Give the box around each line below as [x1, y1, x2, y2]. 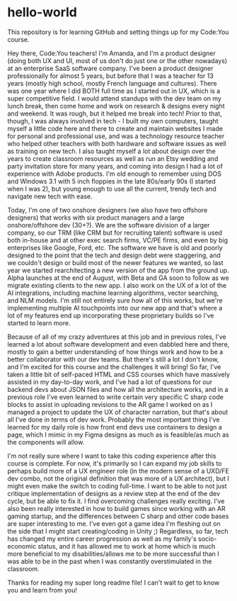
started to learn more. [7, 318, 71, 327]
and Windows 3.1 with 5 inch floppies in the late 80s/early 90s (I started [7, 176, 216, 185]
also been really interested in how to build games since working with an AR [7, 504, 226, 512]
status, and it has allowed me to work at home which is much [37, 541, 216, 550]
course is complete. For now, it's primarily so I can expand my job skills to [7, 459, 222, 468]
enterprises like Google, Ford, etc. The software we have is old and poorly [7, 243, 223, 252]
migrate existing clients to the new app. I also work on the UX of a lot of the [7, 281, 227, 289]
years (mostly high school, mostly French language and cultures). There [7, 79, 217, 87]
